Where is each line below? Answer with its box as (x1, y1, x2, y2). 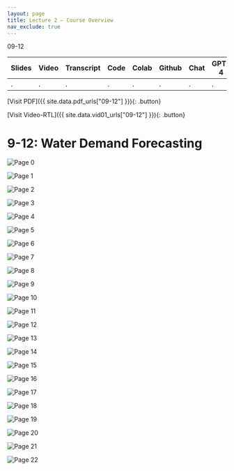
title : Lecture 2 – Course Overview (7, 17, 114, 24)
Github (159, 63, 182, 73)
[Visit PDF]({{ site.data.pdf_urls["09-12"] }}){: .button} (7, 97, 162, 105)
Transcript (65, 63, 101, 73)
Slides (10, 63, 32, 73)
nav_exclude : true (7, 23, 61, 30)
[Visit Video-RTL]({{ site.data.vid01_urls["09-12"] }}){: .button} (7, 111, 186, 119)
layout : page (7, 10, 45, 17)
